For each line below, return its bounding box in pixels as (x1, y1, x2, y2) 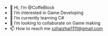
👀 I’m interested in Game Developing (9, 10, 83, 16)
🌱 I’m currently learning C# (9, 15, 64, 20)
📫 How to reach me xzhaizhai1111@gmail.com (9, 26, 103, 31)
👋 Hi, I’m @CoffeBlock (9, 5, 55, 10)
